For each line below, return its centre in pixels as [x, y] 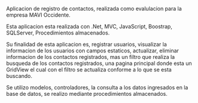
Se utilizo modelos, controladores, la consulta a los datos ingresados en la [97, 88]
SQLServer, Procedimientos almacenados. [58, 33]
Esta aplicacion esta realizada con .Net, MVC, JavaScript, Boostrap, [89, 26]
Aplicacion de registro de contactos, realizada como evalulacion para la [94, 9]
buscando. [19, 76]
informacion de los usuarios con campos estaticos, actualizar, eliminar [92, 51]
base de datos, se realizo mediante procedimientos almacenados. [87, 94]
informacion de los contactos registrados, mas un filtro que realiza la [90, 57]
